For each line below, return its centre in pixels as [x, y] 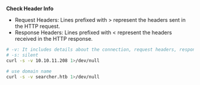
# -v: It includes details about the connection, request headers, [92, 50]
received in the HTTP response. [54, 39]
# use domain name [29, 71]
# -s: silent [22, 55]
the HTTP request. [37, 26]
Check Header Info [30, 9]
